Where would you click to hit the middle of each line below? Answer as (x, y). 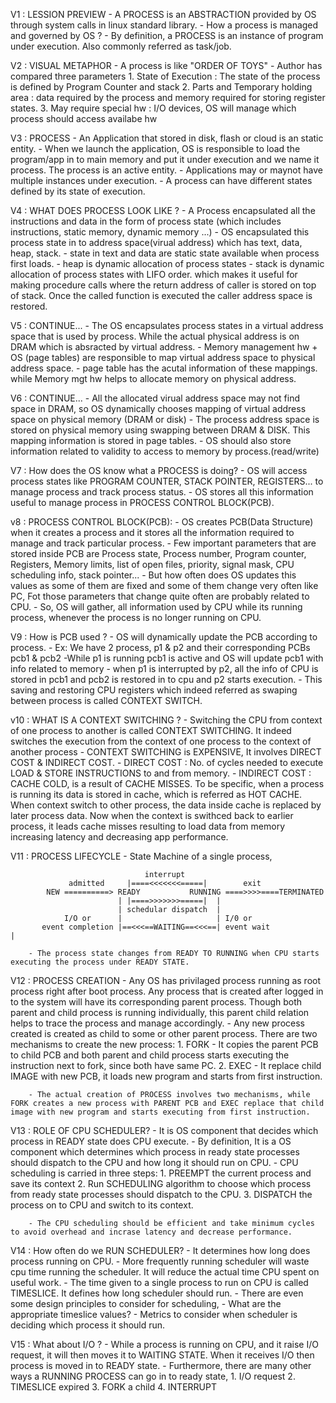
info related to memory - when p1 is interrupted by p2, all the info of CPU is (164, 668)
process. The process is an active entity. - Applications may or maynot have (166, 170)
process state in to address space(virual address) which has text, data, (156, 242)
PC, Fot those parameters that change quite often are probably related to (160, 596)
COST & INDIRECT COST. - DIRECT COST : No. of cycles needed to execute (167, 762)
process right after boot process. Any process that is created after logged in (167, 991)
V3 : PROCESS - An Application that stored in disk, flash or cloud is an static (167, 138)
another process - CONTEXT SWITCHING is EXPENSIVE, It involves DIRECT (166, 752)
